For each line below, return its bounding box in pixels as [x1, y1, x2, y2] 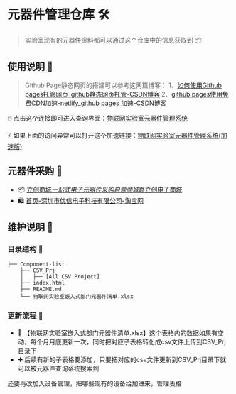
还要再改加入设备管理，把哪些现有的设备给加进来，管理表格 [7, 379, 182, 388]
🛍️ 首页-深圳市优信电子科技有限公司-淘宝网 [17, 196, 144, 204]
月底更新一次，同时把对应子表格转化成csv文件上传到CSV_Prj [48, 337, 226, 346]
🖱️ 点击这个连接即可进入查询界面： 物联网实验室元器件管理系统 [7, 114, 188, 122]
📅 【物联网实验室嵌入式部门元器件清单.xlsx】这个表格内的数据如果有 [17, 328, 218, 337]
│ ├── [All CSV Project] [20, 273, 100, 280]
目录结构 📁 [7, 244, 44, 254]
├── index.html [20, 280, 65, 287]
